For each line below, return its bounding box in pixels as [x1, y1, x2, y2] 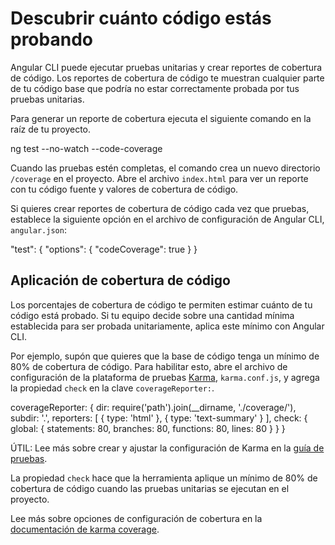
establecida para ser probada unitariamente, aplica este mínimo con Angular [10, 320, 325, 332]
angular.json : [10, 223, 67, 236]
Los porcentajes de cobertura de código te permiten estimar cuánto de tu [10, 298, 313, 311]
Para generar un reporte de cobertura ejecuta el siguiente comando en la [10, 112, 312, 124]
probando [10, 28, 93, 51]
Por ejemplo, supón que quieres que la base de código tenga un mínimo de [10, 350, 320, 362]
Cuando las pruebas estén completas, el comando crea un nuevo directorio [10, 162, 321, 174]
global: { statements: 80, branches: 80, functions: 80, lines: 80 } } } [10, 422, 286, 434]
